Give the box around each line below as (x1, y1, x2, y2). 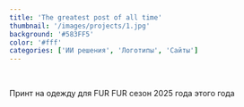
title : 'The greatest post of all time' (9, 12, 163, 22)
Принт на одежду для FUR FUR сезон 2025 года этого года (9, 88, 235, 99)
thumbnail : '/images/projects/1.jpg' (9, 21, 151, 30)
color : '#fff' (9, 37, 63, 47)
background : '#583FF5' (9, 29, 94, 38)
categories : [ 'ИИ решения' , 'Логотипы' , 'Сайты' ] (9, 46, 199, 55)
